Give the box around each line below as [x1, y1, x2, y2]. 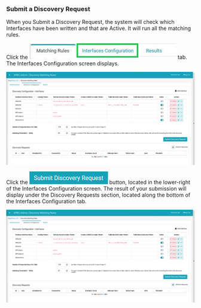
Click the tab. [6, 53, 187, 61]
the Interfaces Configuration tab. [6, 197, 87, 205]
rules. [6, 31, 20, 38]
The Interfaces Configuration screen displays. [6, 60, 120, 67]
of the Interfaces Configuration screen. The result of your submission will [6, 185, 187, 192]
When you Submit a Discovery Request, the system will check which [6, 19, 175, 26]
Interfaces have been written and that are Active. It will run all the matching [6, 25, 191, 32]
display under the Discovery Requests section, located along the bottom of [6, 191, 191, 198]
